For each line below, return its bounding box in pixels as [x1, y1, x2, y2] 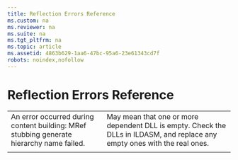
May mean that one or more [106, 111, 199, 121]
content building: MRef [11, 120, 86, 130]
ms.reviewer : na [7, 23, 55, 30]
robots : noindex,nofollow [7, 57, 84, 64]
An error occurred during [11, 111, 94, 121]
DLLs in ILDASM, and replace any [106, 129, 217, 139]
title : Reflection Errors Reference [7, 10, 115, 18]
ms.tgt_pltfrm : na [7, 37, 62, 44]
